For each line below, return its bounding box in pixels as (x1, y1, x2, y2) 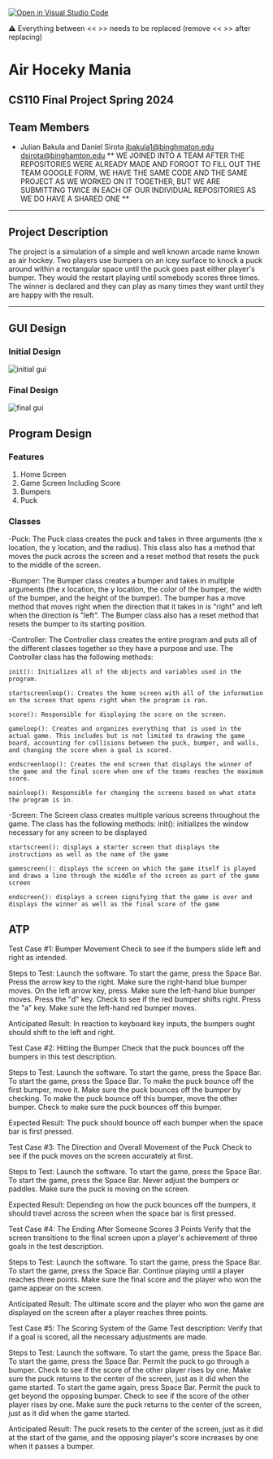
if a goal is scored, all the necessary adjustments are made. (8, 1331, 208, 1342)
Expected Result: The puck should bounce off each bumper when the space (8, 1117, 264, 1127)
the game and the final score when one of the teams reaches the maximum (8, 767, 264, 776)
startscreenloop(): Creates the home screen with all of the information (8, 689, 264, 697)
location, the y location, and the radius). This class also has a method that (8, 543, 255, 553)
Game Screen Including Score (19, 478, 121, 487)
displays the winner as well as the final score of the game (8, 900, 220, 909)
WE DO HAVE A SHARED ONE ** (19, 194, 130, 203)
